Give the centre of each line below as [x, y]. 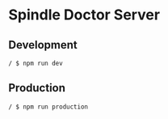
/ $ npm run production [48, 107]
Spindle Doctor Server [84, 15]
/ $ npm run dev [36, 63]
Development [43, 45]
